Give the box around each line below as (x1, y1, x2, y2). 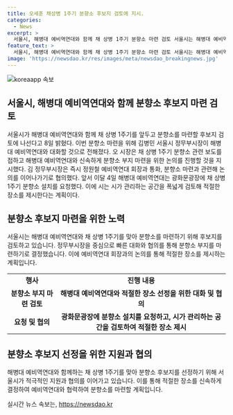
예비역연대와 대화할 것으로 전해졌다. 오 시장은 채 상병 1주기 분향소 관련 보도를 (14, 147, 222, 156)
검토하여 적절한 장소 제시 (110, 323, 187, 333)
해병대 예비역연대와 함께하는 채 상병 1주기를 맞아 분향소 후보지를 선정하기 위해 (7, 368, 217, 376)
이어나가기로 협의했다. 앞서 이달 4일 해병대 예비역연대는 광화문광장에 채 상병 (19, 173, 226, 182)
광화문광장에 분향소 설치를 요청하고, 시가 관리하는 (61, 312, 214, 322)
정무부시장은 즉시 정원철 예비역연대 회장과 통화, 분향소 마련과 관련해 (34, 164, 218, 173)
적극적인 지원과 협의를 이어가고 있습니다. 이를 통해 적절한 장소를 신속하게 (25, 377, 222, 385)
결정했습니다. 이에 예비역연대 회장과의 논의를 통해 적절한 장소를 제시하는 (31, 250, 226, 258)
